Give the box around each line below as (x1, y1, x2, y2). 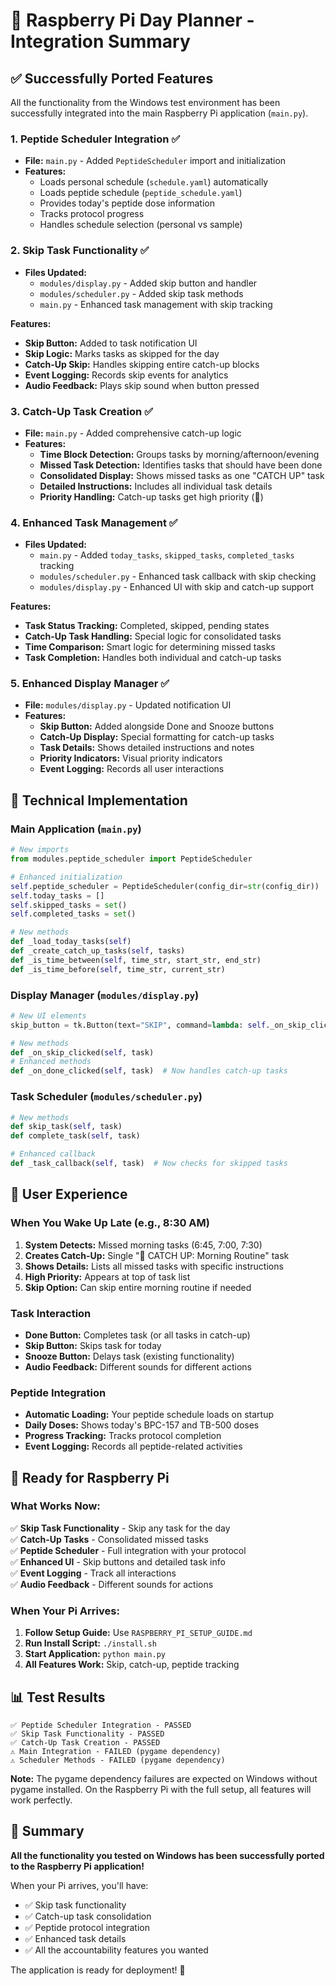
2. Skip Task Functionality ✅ (10, 244, 150, 258)
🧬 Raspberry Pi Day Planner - (10, 9, 255, 32)
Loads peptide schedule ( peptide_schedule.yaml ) (39, 187, 243, 199)
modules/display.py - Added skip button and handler (39, 277, 258, 289)
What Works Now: (10, 1499, 101, 1513)
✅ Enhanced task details (24, 1932, 127, 1944)
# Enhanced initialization (10, 872, 123, 882)
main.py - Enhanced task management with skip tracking (39, 298, 273, 310)
